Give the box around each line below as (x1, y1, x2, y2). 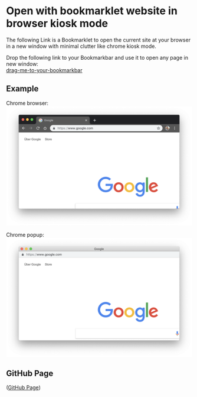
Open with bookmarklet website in (6, 4, 178, 18)
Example (6, 84, 39, 94)
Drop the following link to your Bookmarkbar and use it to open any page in (6, 54, 189, 61)
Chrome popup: (6, 231, 44, 238)
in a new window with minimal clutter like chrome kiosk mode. (6, 43, 156, 50)
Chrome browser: (6, 99, 49, 106)
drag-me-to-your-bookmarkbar (6, 66, 83, 73)
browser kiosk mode (6, 17, 108, 30)
